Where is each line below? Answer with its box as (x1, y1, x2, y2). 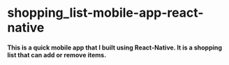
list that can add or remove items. (7, 50, 107, 59)
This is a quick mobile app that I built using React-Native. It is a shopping (7, 43, 222, 52)
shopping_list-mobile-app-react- (7, 5, 204, 21)
